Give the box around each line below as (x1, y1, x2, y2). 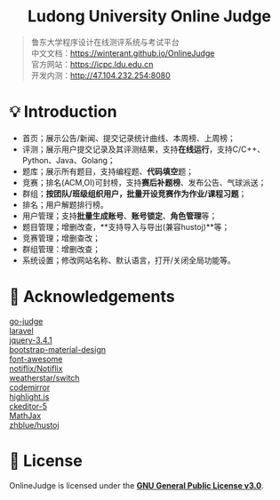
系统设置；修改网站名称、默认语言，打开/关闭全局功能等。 (21, 255, 236, 266)
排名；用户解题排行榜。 (21, 199, 108, 210)
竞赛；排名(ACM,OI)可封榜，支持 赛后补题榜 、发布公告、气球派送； (21, 177, 267, 187)
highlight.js (9, 391, 50, 401)
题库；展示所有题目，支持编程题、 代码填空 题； (21, 166, 194, 177)
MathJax (9, 410, 42, 421)
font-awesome (9, 353, 63, 364)
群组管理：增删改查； (21, 243, 100, 254)
